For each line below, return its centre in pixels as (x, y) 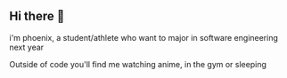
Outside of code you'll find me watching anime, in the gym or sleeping (138, 64)
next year (27, 47)
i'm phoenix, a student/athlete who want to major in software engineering (144, 37)
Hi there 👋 (37, 16)
